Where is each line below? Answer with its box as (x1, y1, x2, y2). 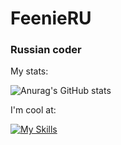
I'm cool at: (10, 104, 57, 116)
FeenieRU (10, 7, 92, 30)
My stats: (10, 65, 49, 77)
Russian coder (10, 43, 82, 57)
